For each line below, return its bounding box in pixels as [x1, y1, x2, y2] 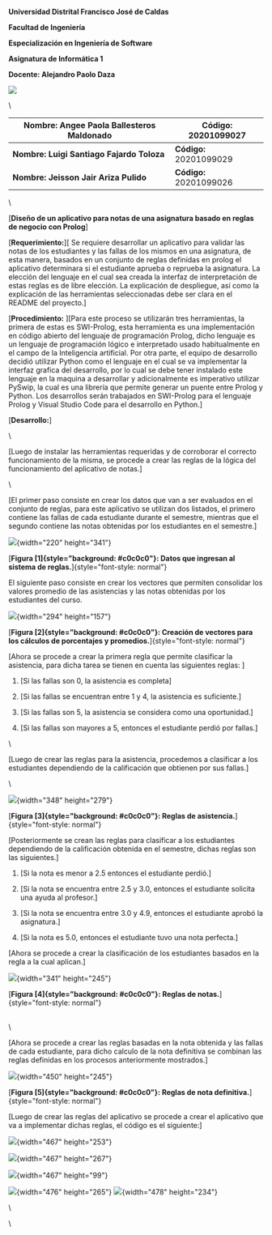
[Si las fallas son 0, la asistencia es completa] [19, 676, 172, 685]
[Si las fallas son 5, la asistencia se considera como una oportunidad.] [19, 708, 253, 717]
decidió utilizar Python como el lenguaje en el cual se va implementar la [8, 356, 248, 366]
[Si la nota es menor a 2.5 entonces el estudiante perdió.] [19, 868, 212, 878]
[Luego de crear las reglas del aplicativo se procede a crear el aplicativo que [8, 1112, 264, 1121]
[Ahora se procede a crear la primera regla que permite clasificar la [8, 652, 233, 661]
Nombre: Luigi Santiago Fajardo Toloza [12, 149, 165, 160]
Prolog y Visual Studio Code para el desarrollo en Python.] [8, 400, 203, 409]
